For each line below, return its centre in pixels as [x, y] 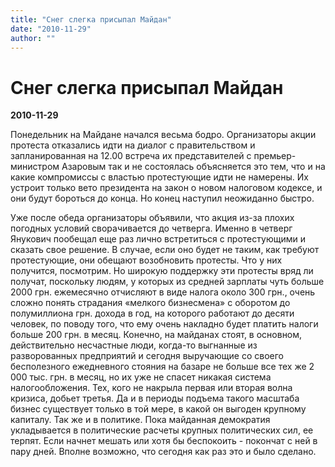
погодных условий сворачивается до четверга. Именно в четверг [151, 228]
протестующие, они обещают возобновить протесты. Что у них [146, 260]
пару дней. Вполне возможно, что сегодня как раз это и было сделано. [163, 452]
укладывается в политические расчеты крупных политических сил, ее [162, 430]
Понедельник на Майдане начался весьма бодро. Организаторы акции [163, 135]
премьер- [275, 156]
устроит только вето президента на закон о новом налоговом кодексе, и [166, 188]
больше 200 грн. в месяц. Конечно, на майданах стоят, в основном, [156, 335]
